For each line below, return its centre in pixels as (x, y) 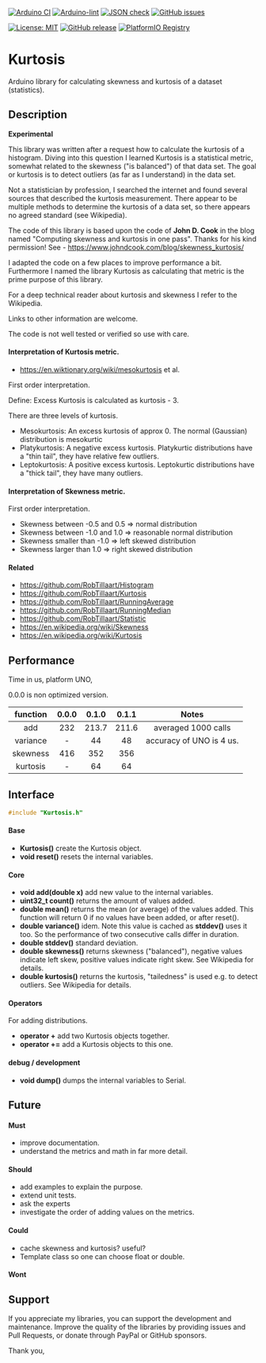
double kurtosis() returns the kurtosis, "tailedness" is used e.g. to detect (139, 977)
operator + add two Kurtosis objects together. (95, 1036)
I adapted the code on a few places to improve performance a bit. (115, 262)
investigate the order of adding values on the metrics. (107, 1213)
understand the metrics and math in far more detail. (104, 1152)
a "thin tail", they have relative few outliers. (89, 456)
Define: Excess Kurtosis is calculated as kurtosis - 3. (94, 400)
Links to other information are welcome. (73, 318)
